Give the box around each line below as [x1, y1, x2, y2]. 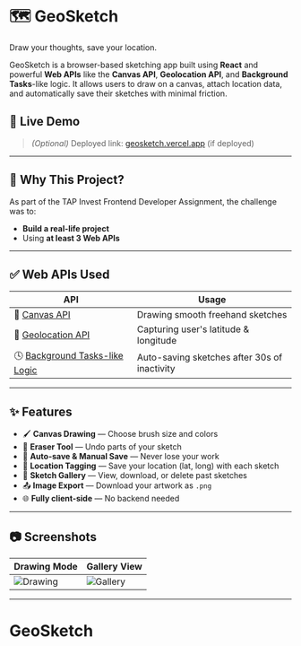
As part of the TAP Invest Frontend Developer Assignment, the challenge [9, 196, 278, 206]
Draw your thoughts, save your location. [9, 41, 157, 53]
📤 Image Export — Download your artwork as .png [21, 480, 212, 491]
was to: [9, 205, 37, 216]
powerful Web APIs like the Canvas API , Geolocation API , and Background [9, 68, 288, 80]
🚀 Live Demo [9, 114, 81, 129]
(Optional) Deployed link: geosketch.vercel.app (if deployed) [30, 137, 255, 148]
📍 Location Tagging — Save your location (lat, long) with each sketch [21, 460, 279, 471]
